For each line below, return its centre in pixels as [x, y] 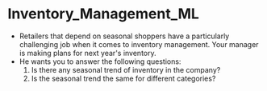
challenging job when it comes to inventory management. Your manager [139, 44]
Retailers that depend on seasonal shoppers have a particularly [124, 36]
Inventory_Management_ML [103, 14]
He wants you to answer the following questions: [100, 61]
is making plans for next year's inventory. [88, 53]
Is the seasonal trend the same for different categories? [123, 78]
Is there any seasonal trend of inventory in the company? [126, 69]
